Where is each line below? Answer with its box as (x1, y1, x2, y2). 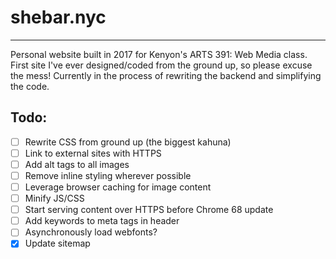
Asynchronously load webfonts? (24, 226, 158, 238)
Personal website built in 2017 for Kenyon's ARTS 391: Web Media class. (10, 48, 308, 60)
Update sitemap (24, 237, 91, 250)
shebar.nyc (10, 6, 107, 29)
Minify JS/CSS (24, 192, 85, 205)
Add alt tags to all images (24, 158, 130, 170)
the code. (10, 80, 50, 92)
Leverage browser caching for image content (24, 181, 212, 193)
